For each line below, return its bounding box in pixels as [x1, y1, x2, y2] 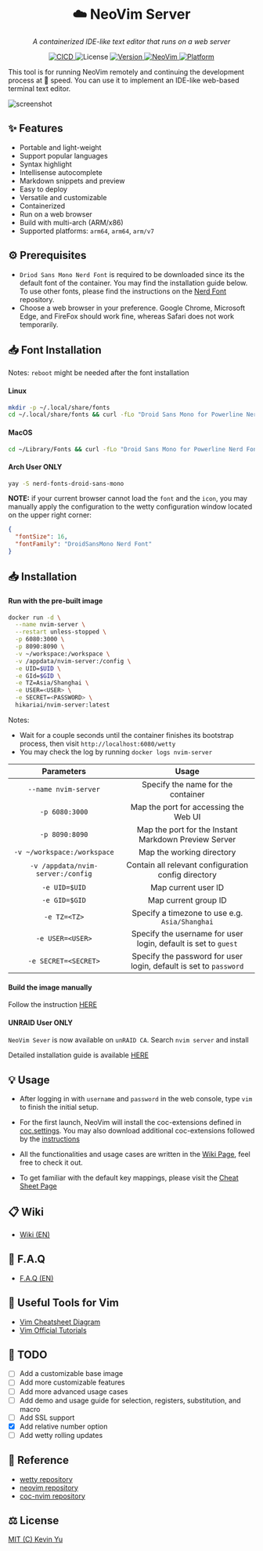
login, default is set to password [130, 960, 244, 971]
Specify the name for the [142, 779, 233, 790]
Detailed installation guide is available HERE [8, 1050, 149, 1060]
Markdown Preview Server [138, 834, 236, 845]
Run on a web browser [19, 209, 92, 219]
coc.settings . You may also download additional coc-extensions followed [19, 1126, 255, 1136]
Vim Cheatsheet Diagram [19, 1317, 101, 1327]
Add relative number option [19, 1421, 108, 1431]
